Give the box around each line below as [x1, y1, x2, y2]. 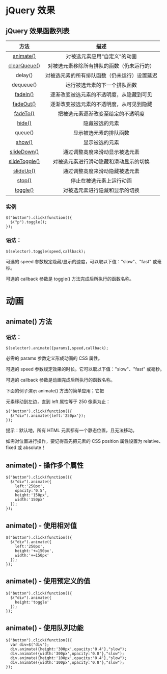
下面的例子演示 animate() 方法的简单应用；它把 [6, 388, 104, 394]
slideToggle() [8, 158, 40, 165]
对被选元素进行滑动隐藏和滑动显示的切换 [52, 158, 150, 165]
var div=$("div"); [10, 642, 50, 647]
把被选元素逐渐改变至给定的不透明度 [58, 110, 145, 117]
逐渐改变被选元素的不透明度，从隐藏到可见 [50, 91, 152, 98]
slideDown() [10, 148, 39, 155]
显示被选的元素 [83, 139, 119, 146]
